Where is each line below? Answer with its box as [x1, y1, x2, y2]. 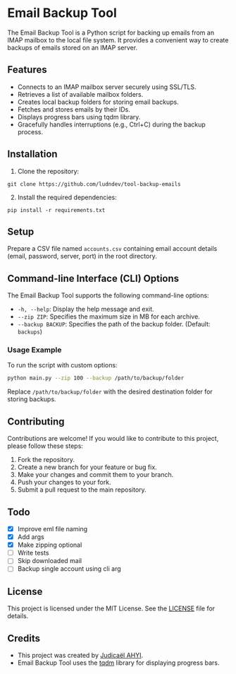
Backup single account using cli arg [17, 564, 121, 573]
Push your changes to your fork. [17, 478, 111, 487]
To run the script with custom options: [7, 361, 118, 369]
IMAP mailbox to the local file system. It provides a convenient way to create [7, 35, 229, 44]
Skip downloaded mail [17, 557, 82, 565]
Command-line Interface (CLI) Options [7, 272, 180, 284]
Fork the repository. [17, 456, 75, 464]
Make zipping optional [17, 540, 82, 549]
